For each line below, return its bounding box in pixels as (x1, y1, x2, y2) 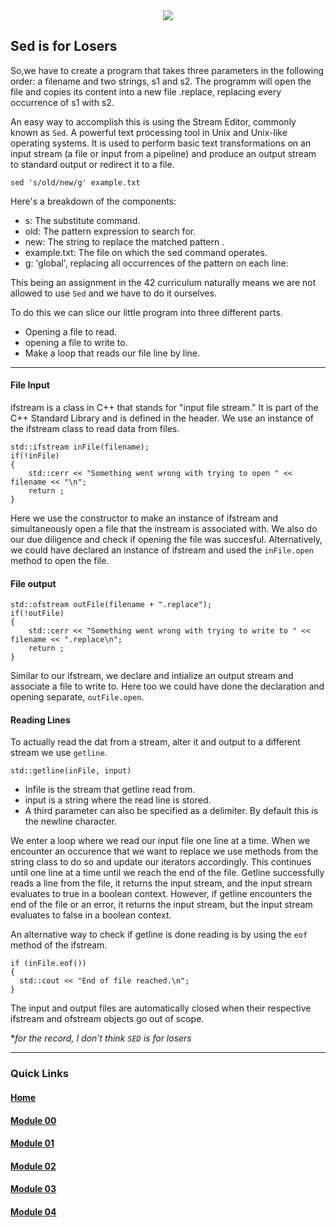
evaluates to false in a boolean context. (10, 909, 172, 921)
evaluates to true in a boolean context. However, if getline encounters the (10, 888, 313, 900)
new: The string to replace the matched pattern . (24, 235, 225, 248)
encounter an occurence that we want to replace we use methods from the (10, 845, 319, 858)
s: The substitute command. (24, 214, 141, 226)
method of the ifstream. (10, 939, 108, 951)
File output (10, 577, 57, 589)
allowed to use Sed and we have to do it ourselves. (10, 287, 217, 299)
